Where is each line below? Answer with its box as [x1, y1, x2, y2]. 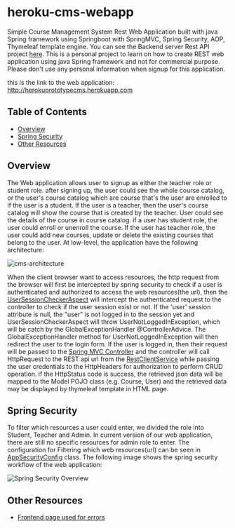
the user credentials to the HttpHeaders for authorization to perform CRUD [7, 362, 223, 370]
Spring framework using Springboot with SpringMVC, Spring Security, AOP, [7, 34, 225, 43]
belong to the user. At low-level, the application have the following [7, 238, 199, 246]
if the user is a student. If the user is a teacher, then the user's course [7, 201, 208, 209]
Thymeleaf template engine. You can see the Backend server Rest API [7, 42, 210, 50]
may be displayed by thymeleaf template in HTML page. [7, 384, 169, 393]
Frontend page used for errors [17, 513, 105, 522]
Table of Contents [7, 106, 88, 118]
